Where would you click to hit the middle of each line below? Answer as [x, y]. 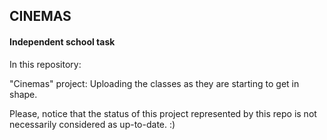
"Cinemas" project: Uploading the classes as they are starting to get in [154, 83]
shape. [23, 94]
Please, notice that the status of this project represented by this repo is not [163, 113]
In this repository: [45, 64]
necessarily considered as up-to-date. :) [92, 124]
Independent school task [62, 41]
